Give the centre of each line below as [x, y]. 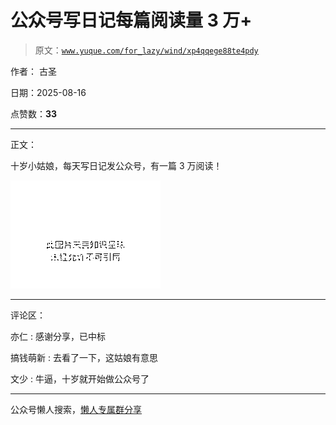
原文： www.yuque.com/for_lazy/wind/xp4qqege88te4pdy [146, 50]
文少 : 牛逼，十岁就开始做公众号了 [80, 378]
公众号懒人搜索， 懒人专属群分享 [76, 409]
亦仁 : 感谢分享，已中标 [58, 336]
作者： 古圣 [33, 71]
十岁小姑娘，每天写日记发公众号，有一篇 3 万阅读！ [116, 165]
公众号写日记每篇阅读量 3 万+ [131, 20]
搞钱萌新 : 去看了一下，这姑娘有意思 [84, 357]
